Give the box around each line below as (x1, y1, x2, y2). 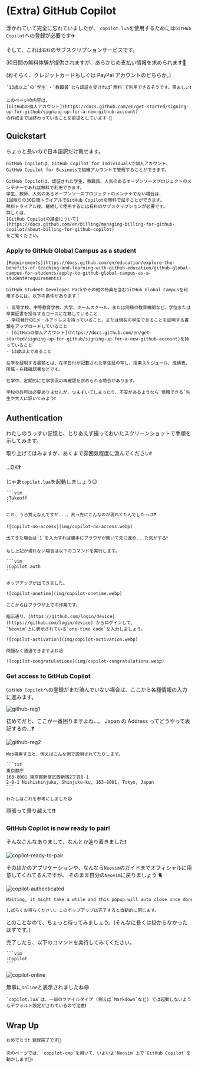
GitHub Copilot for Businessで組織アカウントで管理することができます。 (6, 167, 169, 173)
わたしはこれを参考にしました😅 (6, 796, 72, 802)
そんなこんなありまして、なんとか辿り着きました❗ (6, 838, 127, 845)
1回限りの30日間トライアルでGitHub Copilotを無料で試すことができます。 (6, 197, 165, 203)
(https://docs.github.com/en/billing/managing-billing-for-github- (6, 221, 176, 227)
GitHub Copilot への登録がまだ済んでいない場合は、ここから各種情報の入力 (6, 686, 187, 693)
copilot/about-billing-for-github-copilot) (6, 226, 115, 232)
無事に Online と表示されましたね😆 (6, 984, 90, 991)
